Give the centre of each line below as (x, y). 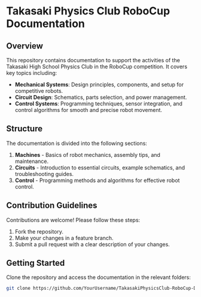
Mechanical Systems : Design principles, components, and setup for (99, 84)
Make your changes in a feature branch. (64, 238)
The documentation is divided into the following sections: (77, 143)
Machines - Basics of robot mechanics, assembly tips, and (87, 154)
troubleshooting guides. (44, 174)
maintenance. (32, 161)
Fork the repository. (39, 231)
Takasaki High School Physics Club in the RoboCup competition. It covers (97, 66)
